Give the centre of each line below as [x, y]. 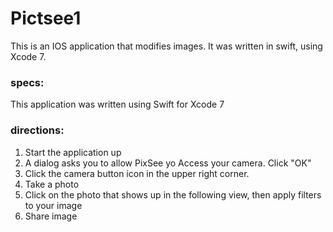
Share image [51, 216]
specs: [27, 82]
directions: [37, 130]
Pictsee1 [46, 18]
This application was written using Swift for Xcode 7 [117, 104]
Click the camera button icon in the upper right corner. [137, 173]
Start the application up [73, 152]
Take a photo [52, 184]
